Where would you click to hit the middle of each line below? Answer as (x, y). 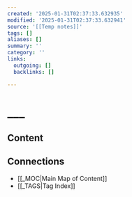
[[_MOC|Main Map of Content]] (62, 178)
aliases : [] (24, 40)
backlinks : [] (34, 72)
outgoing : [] (32, 65)
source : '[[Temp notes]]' (45, 26)
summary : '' (24, 46)
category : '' (26, 53)
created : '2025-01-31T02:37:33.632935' (65, 14)
